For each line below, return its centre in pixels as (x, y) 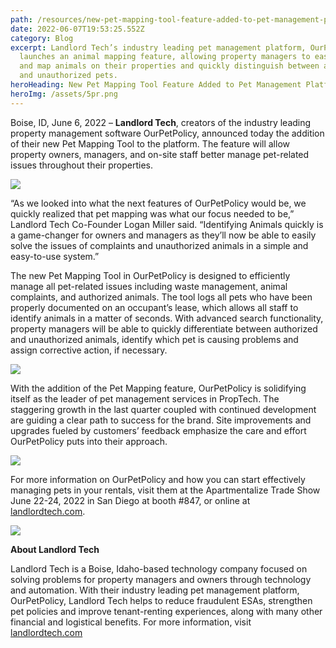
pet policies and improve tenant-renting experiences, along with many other (166, 611)
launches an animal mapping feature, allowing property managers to (165, 57)
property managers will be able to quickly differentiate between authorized (164, 328)
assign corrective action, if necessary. (89, 350)
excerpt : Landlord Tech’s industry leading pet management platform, (158, 47)
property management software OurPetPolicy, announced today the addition (167, 133)
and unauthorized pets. (68, 76)
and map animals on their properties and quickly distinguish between (169, 66)
